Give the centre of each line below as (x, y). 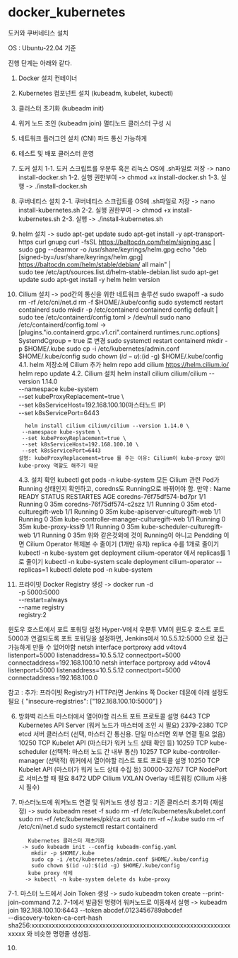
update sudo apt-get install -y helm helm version (89, 279)
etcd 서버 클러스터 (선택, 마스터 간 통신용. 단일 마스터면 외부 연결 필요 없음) (122, 733)
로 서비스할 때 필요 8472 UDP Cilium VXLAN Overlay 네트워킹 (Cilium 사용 (123, 778)
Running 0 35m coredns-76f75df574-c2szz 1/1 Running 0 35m (109, 504)
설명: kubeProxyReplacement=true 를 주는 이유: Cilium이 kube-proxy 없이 (121, 458)
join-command (29, 902)
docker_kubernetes (67, 12)
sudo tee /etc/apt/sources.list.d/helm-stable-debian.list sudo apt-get (118, 272)
